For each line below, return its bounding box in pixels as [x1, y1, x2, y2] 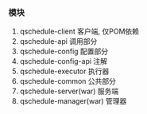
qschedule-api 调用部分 [19, 37, 98, 46]
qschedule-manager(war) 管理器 [19, 96, 127, 106]
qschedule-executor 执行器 [19, 66, 110, 77]
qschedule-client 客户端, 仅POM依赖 [19, 26, 140, 37]
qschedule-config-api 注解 [19, 57, 108, 66]
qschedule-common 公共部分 [19, 77, 117, 86]
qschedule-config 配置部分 [19, 46, 109, 57]
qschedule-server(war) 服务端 [19, 86, 119, 96]
